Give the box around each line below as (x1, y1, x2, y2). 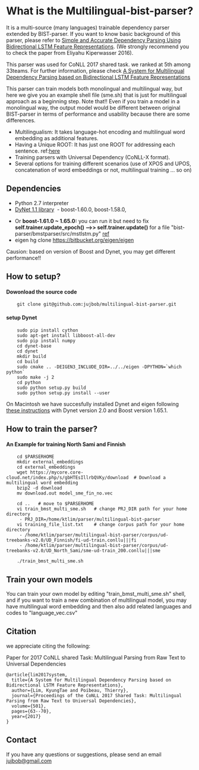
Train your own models (6, 574, 93, 585)
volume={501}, (11, 703, 46, 709)
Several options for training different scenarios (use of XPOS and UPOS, (14, 160, 191, 167)
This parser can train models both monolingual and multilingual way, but (6, 85, 183, 92)
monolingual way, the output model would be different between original (6, 104, 181, 111)
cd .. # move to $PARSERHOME (17, 501, 94, 507)
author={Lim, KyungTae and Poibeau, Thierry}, (11, 687, 129, 693)
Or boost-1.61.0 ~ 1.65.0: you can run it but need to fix (14, 217, 149, 224)
